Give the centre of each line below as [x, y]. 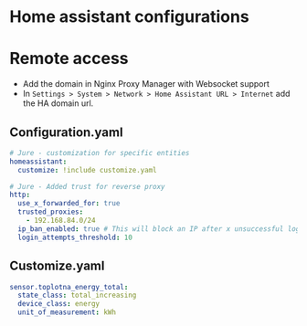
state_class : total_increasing [77, 295]
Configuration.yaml [66, 132]
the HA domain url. [58, 103]
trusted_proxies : [51, 212]
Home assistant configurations [129, 17]
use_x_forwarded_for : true [69, 204]
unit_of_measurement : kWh [67, 312]
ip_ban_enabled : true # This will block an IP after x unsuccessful [151, 229]
